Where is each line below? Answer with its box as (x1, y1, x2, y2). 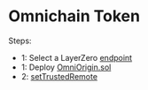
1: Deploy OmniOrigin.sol (20, 62, 112, 72)
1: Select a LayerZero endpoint (20, 52, 133, 63)
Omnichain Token (8, 6, 141, 26)
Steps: (8, 35, 32, 46)
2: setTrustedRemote (20, 71, 98, 81)
